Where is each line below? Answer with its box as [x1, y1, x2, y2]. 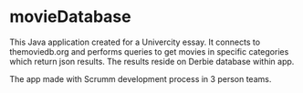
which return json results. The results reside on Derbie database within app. [9, 56, 295, 67]
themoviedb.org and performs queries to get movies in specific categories [9, 46, 289, 57]
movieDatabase [9, 6, 131, 27]
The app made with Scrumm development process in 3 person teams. [9, 73, 272, 84]
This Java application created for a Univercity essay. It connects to [9, 36, 261, 47]
